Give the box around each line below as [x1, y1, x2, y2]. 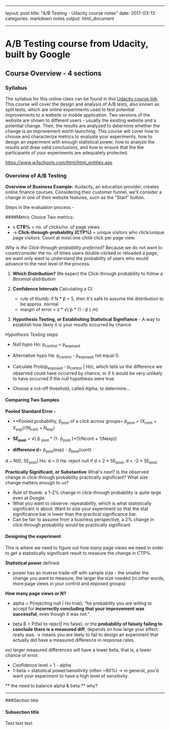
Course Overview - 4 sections [5, 69, 102, 78]
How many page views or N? [5, 590, 67, 596]
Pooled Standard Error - [5, 408, 56, 414]
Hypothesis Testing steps [5, 331, 58, 338]
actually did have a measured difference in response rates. [12, 637, 135, 643]
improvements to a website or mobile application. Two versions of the [5, 112, 150, 118]
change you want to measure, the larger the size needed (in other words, [12, 575, 165, 581]
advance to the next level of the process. [5, 261, 91, 267]
